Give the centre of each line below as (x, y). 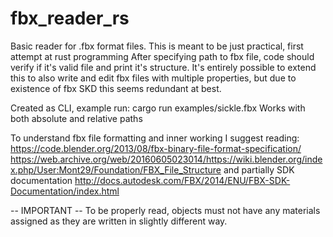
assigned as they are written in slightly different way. (119, 221)
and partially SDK (259, 169)
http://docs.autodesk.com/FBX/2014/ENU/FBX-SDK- (182, 180)
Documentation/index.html (65, 191)
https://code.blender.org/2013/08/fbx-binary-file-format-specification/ (156, 148)
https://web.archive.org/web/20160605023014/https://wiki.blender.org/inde (166, 159)
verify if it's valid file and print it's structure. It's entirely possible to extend (163, 67)
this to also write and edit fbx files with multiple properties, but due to (153, 78)
